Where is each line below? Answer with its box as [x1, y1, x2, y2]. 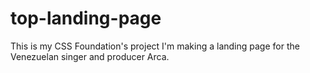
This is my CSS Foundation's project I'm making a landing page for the [10, 40, 300, 52]
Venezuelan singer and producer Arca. [10, 50, 170, 62]
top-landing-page [10, 7, 162, 30]
